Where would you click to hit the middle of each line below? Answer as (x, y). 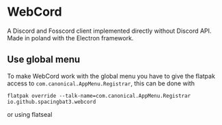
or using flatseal (30, 114)
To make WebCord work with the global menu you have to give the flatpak (111, 76)
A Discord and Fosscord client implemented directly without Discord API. (109, 31)
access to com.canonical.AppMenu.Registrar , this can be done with (101, 83)
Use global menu (44, 60)
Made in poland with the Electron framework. (70, 38)
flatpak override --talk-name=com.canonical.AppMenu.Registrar (99, 96)
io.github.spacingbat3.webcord (52, 102)
